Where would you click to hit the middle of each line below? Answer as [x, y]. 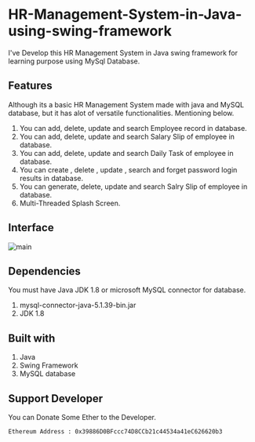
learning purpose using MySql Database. [74, 61]
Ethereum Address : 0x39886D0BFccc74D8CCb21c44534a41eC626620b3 [115, 432]
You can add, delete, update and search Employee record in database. [133, 128]
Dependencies [44, 271]
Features [30, 86]
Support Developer [56, 399]
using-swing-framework [90, 31]
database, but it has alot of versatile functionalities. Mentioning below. [121, 113]
